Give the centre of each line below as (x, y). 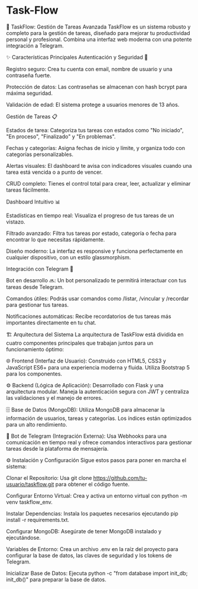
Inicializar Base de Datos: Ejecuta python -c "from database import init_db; (97, 573)
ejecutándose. (24, 537)
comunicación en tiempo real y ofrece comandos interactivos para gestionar (99, 442)
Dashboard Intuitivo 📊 (33, 202)
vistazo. (16, 222)
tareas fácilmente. (28, 190)
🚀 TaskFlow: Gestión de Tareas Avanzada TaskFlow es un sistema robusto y (98, 27)
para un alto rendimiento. (37, 424)
